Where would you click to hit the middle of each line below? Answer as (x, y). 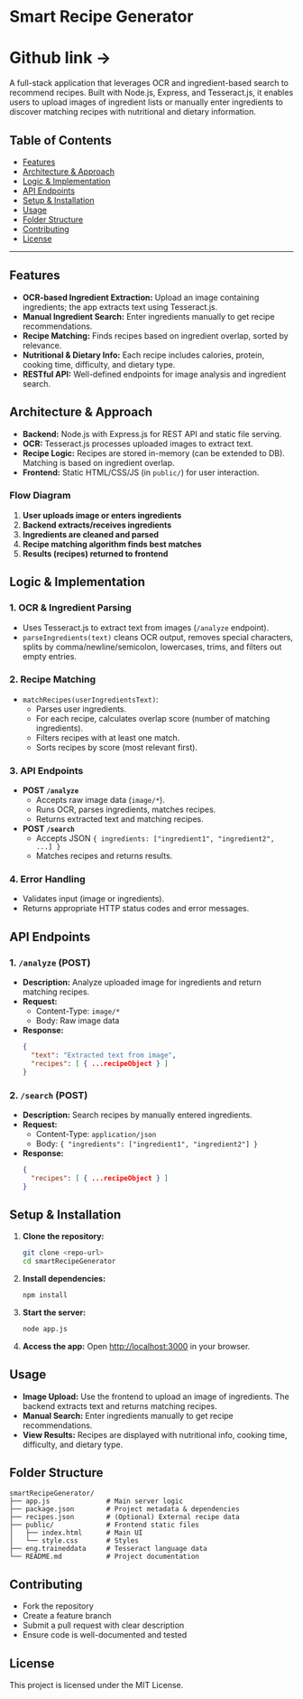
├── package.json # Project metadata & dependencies (125, 1509)
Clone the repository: (63, 1237)
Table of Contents (61, 140)
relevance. (42, 345)
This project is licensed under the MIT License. (96, 1685)
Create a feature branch (67, 1616)
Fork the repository (58, 1606)
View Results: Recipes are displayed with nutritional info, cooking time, (155, 1434)
